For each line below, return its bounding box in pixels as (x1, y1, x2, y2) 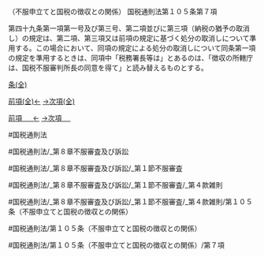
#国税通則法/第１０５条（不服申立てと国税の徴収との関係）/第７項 (8, 240, 225, 250)
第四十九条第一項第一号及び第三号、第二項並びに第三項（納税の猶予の (8, 24, 236, 33)
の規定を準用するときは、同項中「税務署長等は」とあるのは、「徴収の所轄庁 (8, 54, 254, 62)
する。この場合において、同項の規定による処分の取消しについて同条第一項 (14, 43, 256, 53)
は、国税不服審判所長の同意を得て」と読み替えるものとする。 (8, 63, 209, 73)
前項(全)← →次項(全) (8, 97, 76, 106)
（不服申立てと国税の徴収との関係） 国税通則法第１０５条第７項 (8, 7, 218, 16)
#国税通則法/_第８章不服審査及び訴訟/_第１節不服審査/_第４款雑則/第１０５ (8, 197, 254, 207)
